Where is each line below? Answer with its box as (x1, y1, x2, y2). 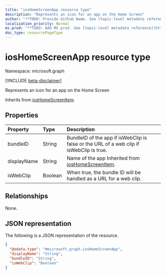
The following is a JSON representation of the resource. (5, 232, 119, 238)
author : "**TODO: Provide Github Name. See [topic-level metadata (5, 16, 145, 21)
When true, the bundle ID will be (66, 169, 141, 176)
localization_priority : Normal (5, 21, 70, 26)
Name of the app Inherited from (66, 155, 140, 162)
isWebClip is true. (66, 147, 107, 154)
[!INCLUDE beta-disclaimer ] (5, 77, 62, 83)
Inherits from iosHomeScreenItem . (5, 97, 75, 103)
